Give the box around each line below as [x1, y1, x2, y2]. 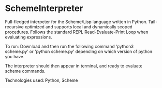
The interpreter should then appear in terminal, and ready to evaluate [5, 63, 143, 69]
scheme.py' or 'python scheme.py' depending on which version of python [5, 49, 153, 54]
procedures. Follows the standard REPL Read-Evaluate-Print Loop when [5, 29, 148, 35]
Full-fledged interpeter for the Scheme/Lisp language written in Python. [5, 19, 147, 25]
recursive [5, 24, 24, 29]
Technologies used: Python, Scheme [5, 77, 78, 83]
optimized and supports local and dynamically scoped [25, 24, 133, 29]
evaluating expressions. [5, 34, 52, 40]
